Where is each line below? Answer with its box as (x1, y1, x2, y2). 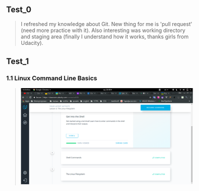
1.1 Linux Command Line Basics (6, 74, 98, 82)
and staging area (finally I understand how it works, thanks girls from (20, 33, 189, 40)
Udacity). (20, 39, 43, 46)
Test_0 (6, 5, 31, 15)
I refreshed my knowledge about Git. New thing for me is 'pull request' (20, 20, 192, 27)
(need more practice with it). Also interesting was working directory (20, 27, 185, 34)
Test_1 (6, 56, 30, 67)
